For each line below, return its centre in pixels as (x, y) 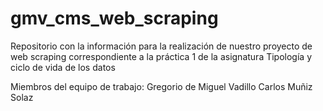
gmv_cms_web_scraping (114, 18)
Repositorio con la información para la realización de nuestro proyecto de (161, 46)
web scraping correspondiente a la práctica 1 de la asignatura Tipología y (161, 56)
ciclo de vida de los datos (63, 67)
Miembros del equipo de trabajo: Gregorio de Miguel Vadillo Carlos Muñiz (161, 86)
